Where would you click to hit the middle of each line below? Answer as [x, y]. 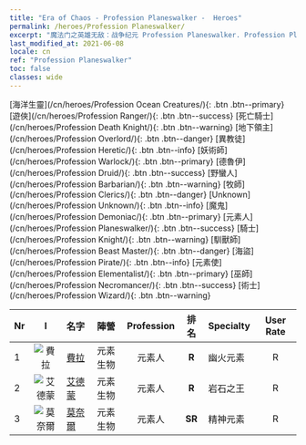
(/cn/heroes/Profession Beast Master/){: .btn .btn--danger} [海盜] [132, 251]
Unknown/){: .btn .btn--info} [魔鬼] [163, 205]
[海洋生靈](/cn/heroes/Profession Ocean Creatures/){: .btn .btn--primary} [147, 104]
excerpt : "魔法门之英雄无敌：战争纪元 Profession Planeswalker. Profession [147, 35]
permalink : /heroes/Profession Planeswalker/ [97, 26]
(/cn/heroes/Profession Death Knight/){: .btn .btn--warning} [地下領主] [141, 127]
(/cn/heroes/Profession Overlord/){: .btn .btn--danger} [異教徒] [127, 139]
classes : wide [36, 78]
